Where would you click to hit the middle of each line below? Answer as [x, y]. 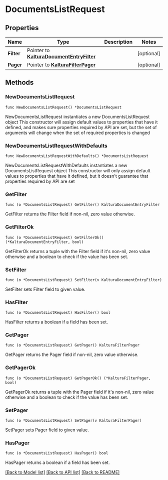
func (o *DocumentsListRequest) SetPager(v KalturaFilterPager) [73, 421]
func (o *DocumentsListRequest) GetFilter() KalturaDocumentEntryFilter [82, 205]
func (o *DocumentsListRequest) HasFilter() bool [58, 313]
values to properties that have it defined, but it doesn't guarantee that [77, 176]
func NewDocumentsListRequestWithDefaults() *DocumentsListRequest [77, 156]
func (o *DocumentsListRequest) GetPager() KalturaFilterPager [72, 345]
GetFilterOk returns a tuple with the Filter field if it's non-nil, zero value [78, 251]
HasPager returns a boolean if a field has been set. [57, 462]
